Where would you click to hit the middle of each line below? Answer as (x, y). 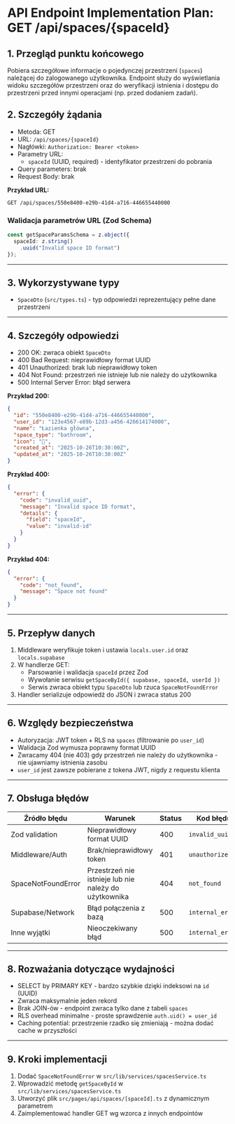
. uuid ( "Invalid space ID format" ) (70, 248)
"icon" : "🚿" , (33, 441)
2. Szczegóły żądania (55, 115)
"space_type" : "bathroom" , (53, 435)
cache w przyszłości (47, 1031)
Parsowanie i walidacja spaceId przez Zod (88, 672)
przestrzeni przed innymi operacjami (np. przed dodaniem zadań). (102, 93)
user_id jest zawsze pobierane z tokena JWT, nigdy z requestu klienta (119, 769)
